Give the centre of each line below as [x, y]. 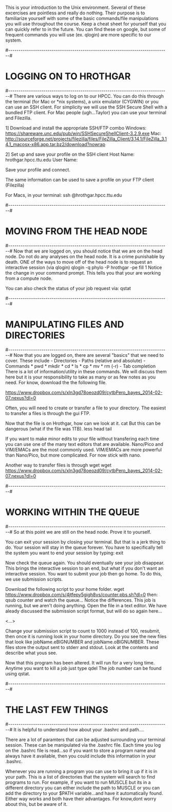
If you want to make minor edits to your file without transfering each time [82, 439]
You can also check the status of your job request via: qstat [68, 288]
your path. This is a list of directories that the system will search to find [80, 777]
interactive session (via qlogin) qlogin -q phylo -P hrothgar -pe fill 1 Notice [84, 267]
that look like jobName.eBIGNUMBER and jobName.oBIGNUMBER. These [82, 642]
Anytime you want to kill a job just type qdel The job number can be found [83, 668]
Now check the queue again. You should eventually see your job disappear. [85, 563]
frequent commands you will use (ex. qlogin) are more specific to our [78, 35]
